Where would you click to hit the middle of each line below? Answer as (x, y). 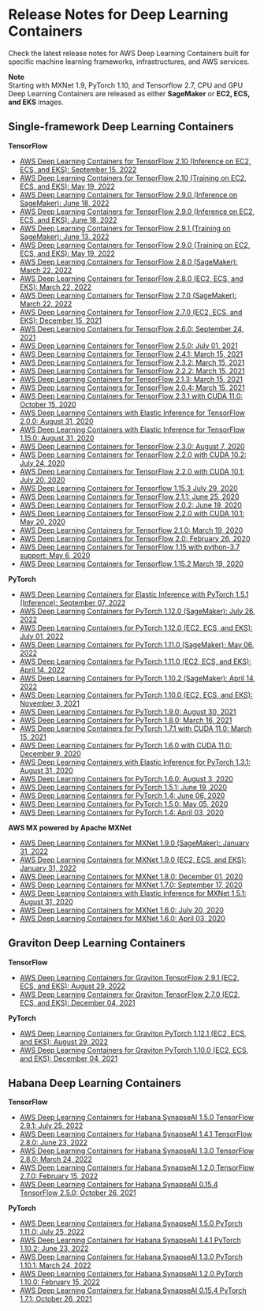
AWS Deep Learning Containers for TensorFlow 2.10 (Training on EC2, (133, 178)
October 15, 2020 (48, 404)
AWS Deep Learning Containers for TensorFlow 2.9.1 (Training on (125, 228)
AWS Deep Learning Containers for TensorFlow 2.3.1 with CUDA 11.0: (131, 395)
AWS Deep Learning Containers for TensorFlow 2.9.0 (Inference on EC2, (137, 212)
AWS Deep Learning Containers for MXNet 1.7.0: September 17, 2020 (131, 885)
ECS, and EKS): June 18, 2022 (68, 219)
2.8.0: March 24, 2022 (56, 1159)
